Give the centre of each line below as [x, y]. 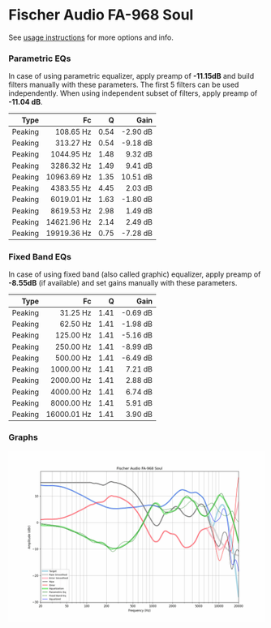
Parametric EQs [40, 58]
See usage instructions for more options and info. [91, 37]
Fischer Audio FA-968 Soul [101, 15]
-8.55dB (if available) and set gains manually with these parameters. [123, 283]
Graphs [23, 437]
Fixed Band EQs [40, 256]
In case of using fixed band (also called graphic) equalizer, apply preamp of [135, 274]
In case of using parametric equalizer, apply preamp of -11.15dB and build [131, 76]
